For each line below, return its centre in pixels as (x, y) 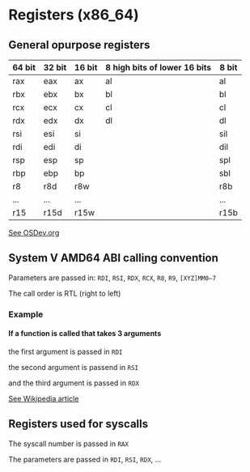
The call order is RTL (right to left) (65, 293)
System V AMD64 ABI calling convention (113, 258)
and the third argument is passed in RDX (74, 383)
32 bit (55, 68)
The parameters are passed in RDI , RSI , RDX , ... (85, 459)
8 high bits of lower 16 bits (158, 68)
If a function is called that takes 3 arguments (85, 334)
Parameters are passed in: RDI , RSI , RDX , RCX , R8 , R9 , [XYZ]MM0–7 (112, 278)
